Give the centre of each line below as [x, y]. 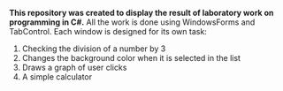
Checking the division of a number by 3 [94, 49]
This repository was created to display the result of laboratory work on [141, 13]
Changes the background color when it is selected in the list [131, 58]
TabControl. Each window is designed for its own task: [108, 31]
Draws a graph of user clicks [74, 67]
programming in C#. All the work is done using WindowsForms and [132, 22]
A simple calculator [57, 77]
